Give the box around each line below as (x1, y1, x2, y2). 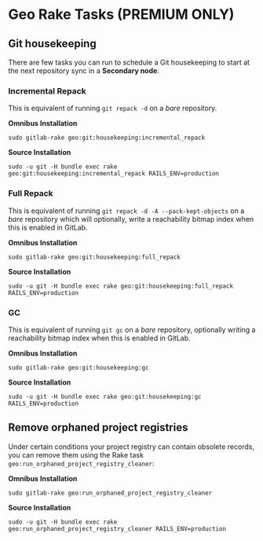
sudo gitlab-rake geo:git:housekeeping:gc (8, 363, 149, 371)
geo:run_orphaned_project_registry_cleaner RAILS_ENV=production (8, 524, 226, 532)
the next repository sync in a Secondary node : (8, 66, 159, 75)
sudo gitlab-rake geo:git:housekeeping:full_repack (8, 253, 181, 261)
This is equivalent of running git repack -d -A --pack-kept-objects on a (8, 206, 245, 215)
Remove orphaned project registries (8, 421, 188, 434)
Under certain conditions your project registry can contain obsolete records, (8, 442, 255, 451)
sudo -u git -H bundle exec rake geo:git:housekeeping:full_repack (8, 282, 234, 290)
